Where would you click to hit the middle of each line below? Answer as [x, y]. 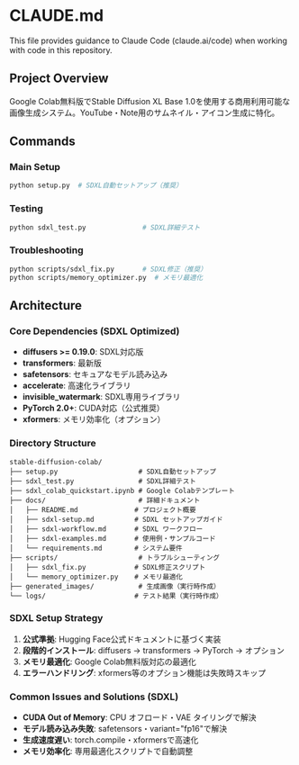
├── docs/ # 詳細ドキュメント [105, 500]
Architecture [46, 306]
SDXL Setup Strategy [56, 618]
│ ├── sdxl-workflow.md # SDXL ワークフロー [106, 529]
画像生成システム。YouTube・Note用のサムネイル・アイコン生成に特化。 [145, 112]
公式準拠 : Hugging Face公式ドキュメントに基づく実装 [122, 639]
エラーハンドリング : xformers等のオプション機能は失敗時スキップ [144, 672]
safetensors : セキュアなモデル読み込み [95, 374]
